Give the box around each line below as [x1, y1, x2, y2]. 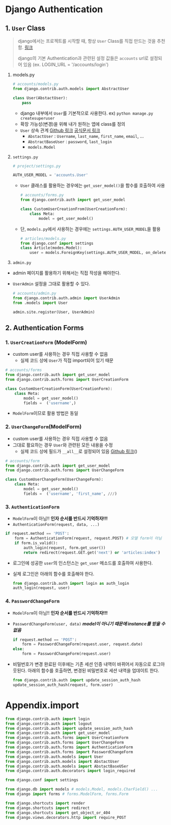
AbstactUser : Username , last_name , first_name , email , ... [27, 133, 144, 139]
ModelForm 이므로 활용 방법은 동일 [12, 410, 78, 416]
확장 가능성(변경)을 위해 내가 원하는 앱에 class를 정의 [20, 121, 126, 127]
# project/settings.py [12, 163, 61, 168]
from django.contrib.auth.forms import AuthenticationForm [5, 745, 133, 750]
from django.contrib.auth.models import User [5, 754, 103, 759]
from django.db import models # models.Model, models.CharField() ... [5, 787, 158, 792]
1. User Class [5, 24, 46, 33]
